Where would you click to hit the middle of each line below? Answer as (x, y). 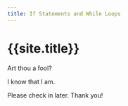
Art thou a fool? (30, 68)
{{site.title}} (43, 48)
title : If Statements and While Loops (64, 14)
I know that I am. (31, 81)
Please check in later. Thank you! (55, 95)
